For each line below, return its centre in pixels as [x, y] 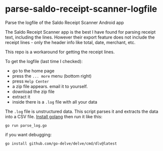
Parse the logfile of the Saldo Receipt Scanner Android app [64, 22]
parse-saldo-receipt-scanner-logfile [81, 9]
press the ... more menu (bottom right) [52, 76]
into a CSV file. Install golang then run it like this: [54, 116]
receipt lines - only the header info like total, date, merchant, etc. [70, 42]
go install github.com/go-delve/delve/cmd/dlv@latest [61, 143]
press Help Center [31, 81]
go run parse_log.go [26, 126]
